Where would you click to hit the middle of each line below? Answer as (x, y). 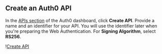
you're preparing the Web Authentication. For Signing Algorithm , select (81, 31)
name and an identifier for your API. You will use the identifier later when (81, 26)
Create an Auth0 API (38, 8)
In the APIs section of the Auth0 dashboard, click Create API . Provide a (80, 20)
